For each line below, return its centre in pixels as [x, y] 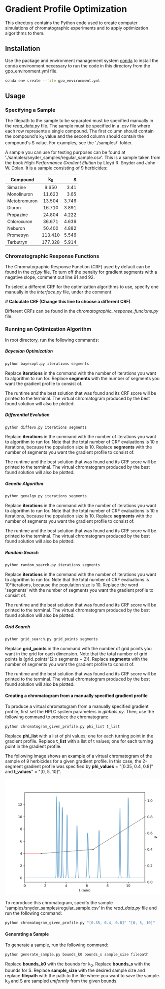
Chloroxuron [20, 221]
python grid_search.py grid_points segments [51, 639]
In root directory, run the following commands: [52, 340]
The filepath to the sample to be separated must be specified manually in [79, 121]
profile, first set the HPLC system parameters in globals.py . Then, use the [80, 712]
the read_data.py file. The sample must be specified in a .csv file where [78, 126]
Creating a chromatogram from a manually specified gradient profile [76, 696]
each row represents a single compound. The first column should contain [79, 131]
